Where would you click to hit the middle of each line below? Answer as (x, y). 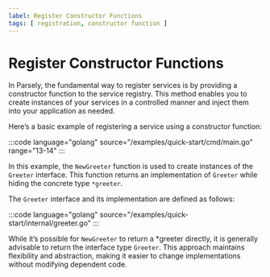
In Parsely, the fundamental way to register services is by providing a (123, 85)
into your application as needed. (62, 111)
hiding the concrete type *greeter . (66, 184)
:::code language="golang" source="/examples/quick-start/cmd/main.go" (131, 143)
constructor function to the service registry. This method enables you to (128, 94)
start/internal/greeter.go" (50, 223)
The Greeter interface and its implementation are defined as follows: (122, 199)
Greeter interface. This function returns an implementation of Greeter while (133, 175)
